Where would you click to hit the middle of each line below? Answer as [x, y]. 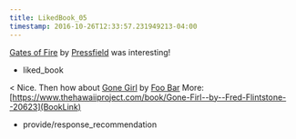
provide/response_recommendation [90, 124]
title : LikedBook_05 [49, 18]
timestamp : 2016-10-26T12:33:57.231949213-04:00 [103, 26]
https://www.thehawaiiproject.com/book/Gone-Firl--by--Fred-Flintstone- [149, 97]
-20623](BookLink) [46, 106]
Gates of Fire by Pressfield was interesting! [90, 52]
